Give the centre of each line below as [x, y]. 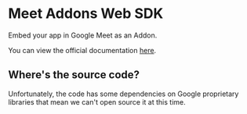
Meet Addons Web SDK [86, 14]
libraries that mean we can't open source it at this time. [97, 102]
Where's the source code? [74, 75]
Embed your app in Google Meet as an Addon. [83, 35]
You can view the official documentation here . [82, 50]
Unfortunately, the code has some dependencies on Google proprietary [123, 94]
